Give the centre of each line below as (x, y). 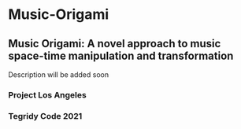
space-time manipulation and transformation (121, 55)
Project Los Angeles (47, 94)
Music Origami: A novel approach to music (115, 44)
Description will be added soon (58, 75)
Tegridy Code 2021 (45, 116)
